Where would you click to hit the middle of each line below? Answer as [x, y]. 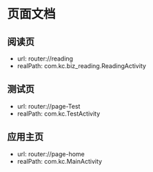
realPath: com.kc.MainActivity [59, 161]
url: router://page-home [51, 154]
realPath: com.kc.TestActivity [59, 114]
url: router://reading [45, 58]
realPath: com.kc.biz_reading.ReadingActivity [82, 66]
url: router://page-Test [49, 106]
